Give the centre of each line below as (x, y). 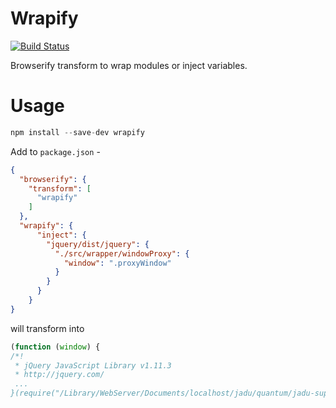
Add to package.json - (55, 151)
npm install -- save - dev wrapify (77, 132)
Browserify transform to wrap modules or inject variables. (129, 65)
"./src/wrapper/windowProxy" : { (122, 253)
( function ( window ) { (55, 347)
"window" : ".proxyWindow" (117, 263)
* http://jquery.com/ (59, 375)
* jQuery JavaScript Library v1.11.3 (93, 365)
